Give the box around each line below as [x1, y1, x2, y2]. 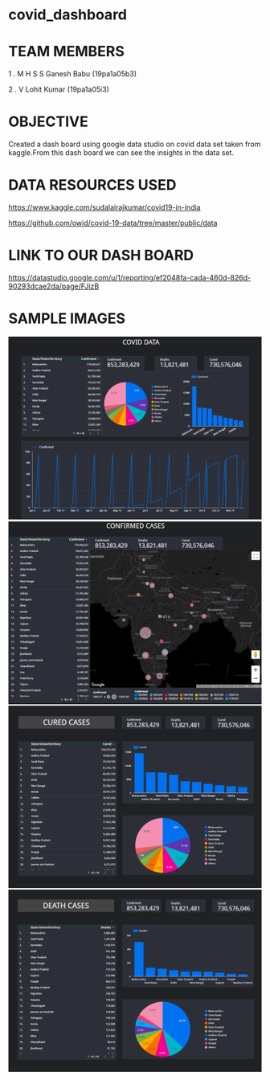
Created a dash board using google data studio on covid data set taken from [8, 139, 261, 149]
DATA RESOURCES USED [8, 176, 177, 194]
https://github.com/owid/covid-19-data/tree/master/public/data [8, 219, 218, 227]
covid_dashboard [8, 6, 127, 24]
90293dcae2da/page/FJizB [8, 281, 100, 291]
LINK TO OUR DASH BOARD [8, 247, 194, 264]
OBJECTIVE [8, 112, 88, 131]
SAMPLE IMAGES [8, 309, 126, 328]
